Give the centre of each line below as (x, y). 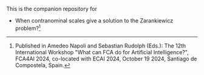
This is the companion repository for (52, 9)
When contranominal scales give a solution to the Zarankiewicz (94, 20)
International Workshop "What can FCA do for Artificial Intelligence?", (102, 52)
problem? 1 (28, 28)
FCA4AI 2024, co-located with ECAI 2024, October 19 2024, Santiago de (106, 59)
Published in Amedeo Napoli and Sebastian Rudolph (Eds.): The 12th (100, 46)
